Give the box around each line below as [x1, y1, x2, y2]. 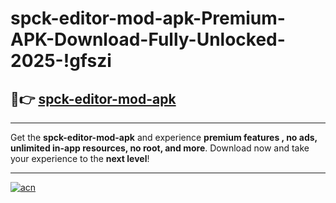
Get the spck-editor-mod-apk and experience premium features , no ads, [10, 132, 318, 143]
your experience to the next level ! [10, 153, 150, 164]
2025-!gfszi [10, 50, 112, 72]
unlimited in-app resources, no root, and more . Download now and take [10, 142, 310, 154]
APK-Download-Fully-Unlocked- [10, 28, 286, 51]
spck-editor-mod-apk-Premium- [10, 7, 286, 30]
